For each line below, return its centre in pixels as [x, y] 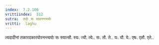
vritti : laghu [21, 23]
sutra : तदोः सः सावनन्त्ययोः [28, 19]
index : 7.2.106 [22, 10]
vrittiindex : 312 [24, 14]
